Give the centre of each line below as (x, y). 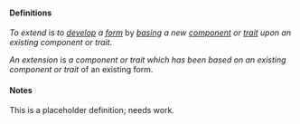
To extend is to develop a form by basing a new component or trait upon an (150, 33)
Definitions (31, 13)
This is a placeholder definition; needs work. (92, 110)
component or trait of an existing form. (81, 70)
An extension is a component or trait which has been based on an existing (148, 60)
